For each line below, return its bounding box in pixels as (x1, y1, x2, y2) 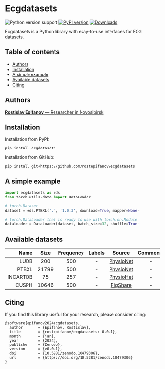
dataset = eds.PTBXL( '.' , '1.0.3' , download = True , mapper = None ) (5, 208, 139, 213)
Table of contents (5, 48, 60, 56)
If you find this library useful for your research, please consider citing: (5, 312, 146, 318)
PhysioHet (109, 274, 134, 281)
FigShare (110, 282, 132, 289)
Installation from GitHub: (5, 154, 55, 160)
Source (112, 249, 130, 256)
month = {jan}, (9, 334, 56, 339)
